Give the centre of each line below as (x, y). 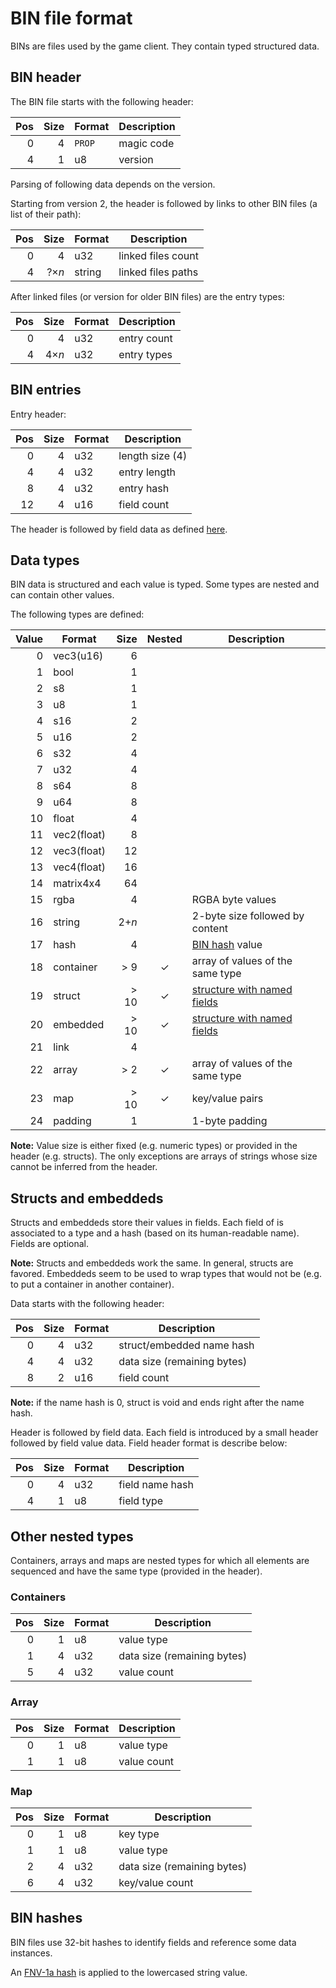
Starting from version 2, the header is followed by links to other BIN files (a (164, 203)
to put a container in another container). (92, 1284)
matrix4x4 (77, 884)
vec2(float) (79, 835)
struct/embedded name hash (186, 1345)
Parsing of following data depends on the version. (113, 184)
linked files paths (158, 272)
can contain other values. (62, 595)
